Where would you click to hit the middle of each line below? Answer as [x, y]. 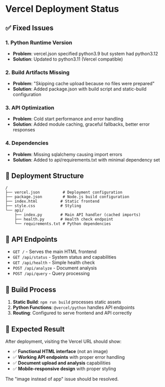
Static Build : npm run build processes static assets [67, 302]
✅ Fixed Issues [29, 28]
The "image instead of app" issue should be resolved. [62, 379]
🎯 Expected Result [35, 329]
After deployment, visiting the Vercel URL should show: [64, 341]
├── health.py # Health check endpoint [64, 219]
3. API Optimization [30, 108]
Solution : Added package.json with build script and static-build [80, 89]
